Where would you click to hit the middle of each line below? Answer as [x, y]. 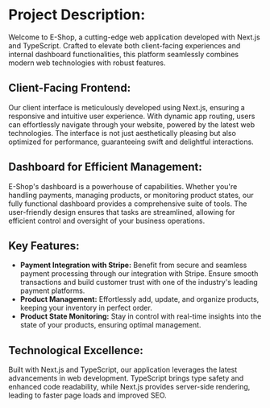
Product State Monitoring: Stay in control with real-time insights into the [141, 316]
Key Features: [44, 246]
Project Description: [77, 15]
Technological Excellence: [76, 350]
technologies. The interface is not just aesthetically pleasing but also [122, 133]
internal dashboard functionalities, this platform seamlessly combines [124, 54]
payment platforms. [52, 291]
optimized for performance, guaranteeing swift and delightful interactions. [131, 142]
